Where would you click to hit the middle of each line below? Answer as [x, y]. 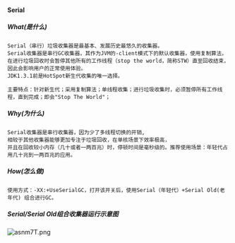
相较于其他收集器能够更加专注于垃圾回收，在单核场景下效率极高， [89, 140]
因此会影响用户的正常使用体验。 [47, 68]
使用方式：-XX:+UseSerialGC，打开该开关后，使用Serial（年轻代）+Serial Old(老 [116, 190]
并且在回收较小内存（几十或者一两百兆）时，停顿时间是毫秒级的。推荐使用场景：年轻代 [115, 147]
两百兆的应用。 [57, 155]
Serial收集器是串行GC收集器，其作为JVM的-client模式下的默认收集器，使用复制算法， [117, 53]
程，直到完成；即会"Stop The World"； [59, 97]
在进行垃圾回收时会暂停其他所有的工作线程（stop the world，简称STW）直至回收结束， [118, 61]
